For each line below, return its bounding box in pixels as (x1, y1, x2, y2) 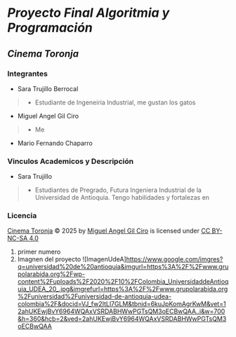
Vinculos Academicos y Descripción (7, 156, 134, 166)
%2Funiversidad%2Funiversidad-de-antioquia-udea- (17, 292, 172, 301)
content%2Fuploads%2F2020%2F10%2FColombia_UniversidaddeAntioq (17, 277, 229, 286)
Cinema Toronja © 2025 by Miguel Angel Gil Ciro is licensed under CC (7, 226, 211, 235)
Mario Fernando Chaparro (17, 139, 93, 147)
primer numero (17, 247, 61, 256)
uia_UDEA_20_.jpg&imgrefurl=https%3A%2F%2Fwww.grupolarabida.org (17, 285, 228, 294)
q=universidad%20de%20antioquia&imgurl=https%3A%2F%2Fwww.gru (17, 263, 229, 271)
